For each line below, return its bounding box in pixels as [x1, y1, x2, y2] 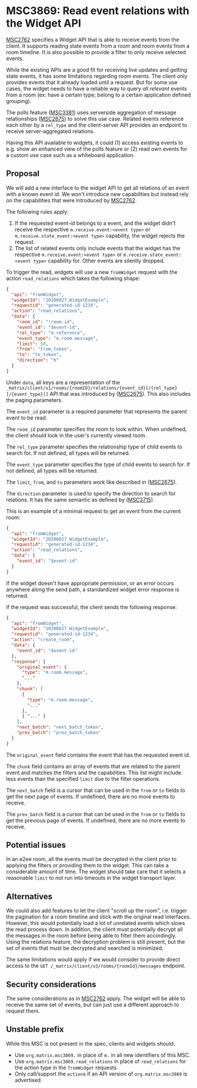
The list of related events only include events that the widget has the [14, 244, 181, 251]
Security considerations [6, 979, 96, 989]
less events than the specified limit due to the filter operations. [6, 775, 161, 782]
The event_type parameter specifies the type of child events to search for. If [6, 461, 190, 468]
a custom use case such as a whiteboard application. [6, 151, 135, 158]
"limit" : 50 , [16, 341, 49, 347]
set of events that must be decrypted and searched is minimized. [6, 944, 163, 951]
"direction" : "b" [16, 357, 59, 363]
